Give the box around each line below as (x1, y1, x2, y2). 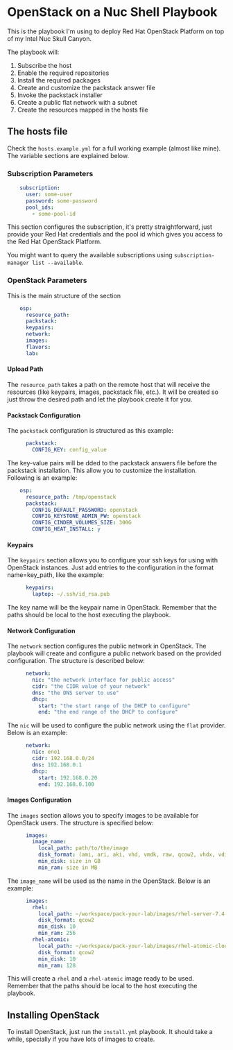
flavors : (25, 343, 51, 350)
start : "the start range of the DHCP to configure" (37, 702, 191, 709)
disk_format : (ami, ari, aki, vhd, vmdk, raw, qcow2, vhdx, (37, 851, 216, 859)
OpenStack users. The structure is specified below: (7, 818, 154, 827)
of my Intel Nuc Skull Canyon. (7, 34, 92, 42)
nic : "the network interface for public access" (32, 677, 175, 684)
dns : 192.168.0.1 (32, 761, 82, 768)
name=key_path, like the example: (7, 571, 105, 579)
